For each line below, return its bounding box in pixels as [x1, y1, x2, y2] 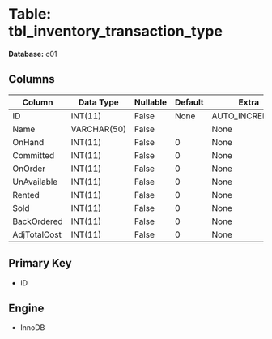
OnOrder [12, 163, 46, 174]
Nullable [134, 97, 168, 108]
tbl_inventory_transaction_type [8, 22, 223, 41]
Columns [8, 72, 55, 86]
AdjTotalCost [12, 229, 62, 240]
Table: [8, 5, 52, 24]
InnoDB [19, 323, 45, 333]
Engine [8, 301, 45, 315]
